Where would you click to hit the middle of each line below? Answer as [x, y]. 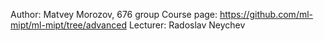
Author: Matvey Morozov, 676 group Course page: [114, 14]
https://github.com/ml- [266, 14]
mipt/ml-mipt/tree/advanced [68, 25]
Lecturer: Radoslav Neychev [187, 25]
